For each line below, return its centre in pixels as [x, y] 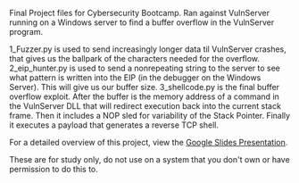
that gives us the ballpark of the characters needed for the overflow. [135, 58]
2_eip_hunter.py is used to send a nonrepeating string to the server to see [145, 68]
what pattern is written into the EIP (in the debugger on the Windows [135, 78]
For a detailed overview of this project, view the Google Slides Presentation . [149, 142]
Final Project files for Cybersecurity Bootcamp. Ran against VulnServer [140, 13]
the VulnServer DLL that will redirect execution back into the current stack [145, 106]
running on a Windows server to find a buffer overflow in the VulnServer [142, 22]
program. [26, 32]
